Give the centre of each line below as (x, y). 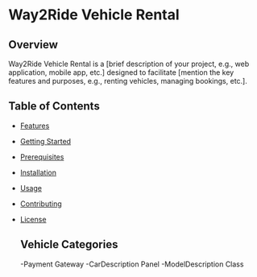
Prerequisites (42, 157)
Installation (38, 172)
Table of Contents (54, 106)
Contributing (41, 204)
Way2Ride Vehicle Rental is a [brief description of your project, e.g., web (129, 64)
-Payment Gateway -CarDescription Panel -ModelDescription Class (132, 264)
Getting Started (45, 141)
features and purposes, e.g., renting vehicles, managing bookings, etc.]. (128, 81)
